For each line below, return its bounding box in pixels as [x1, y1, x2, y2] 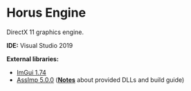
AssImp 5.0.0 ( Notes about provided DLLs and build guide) [16, 75, 185, 84]
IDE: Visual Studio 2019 [6, 41, 73, 49]
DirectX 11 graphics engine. [6, 28, 84, 36]
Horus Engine [6, 5, 87, 21]
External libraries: [6, 54, 60, 63]
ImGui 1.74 [16, 68, 46, 76]
